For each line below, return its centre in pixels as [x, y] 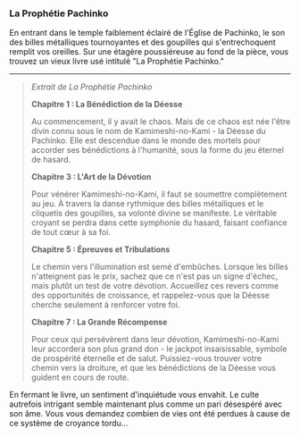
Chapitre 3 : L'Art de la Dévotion [91, 177]
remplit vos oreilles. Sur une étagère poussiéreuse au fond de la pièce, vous [149, 52]
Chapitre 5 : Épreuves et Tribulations [100, 249]
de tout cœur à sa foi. [71, 232]
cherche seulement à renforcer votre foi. [105, 305]
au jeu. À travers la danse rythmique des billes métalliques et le [147, 204]
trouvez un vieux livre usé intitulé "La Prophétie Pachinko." [117, 62]
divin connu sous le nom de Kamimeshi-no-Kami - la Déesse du [148, 131]
